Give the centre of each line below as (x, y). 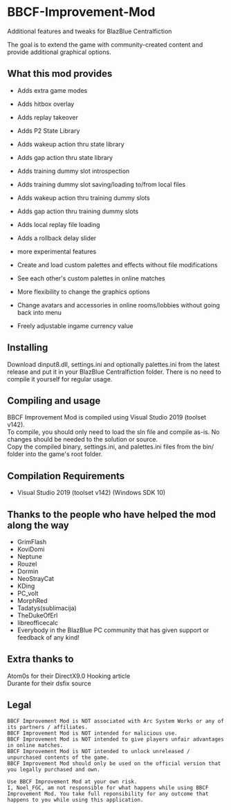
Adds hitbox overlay (46, 104)
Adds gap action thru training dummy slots (78, 211)
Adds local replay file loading (58, 224)
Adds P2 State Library (48, 130)
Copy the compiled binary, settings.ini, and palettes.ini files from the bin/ (111, 447)
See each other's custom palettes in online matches (91, 278)
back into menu (39, 312)
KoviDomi (31, 549)
